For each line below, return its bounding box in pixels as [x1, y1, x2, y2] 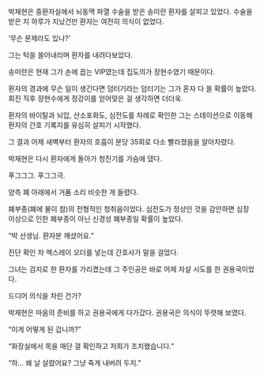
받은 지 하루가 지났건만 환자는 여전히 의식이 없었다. [8, 17, 164, 26]
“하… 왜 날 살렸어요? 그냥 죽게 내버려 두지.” [8, 358, 141, 367]
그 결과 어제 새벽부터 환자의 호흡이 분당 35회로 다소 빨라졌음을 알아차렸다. [8, 137, 236, 146]
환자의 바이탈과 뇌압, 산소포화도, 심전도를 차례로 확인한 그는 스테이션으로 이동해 [8, 111, 253, 120]
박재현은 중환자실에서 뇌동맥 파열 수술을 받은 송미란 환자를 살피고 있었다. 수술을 [8, 7, 253, 16]
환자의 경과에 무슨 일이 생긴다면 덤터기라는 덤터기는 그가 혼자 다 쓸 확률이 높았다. [8, 84, 257, 93]
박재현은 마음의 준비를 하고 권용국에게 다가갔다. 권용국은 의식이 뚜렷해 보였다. [8, 308, 247, 317]
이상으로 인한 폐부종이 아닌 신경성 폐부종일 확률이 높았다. [8, 214, 183, 223]
